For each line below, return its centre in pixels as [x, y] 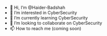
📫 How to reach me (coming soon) [45, 28]
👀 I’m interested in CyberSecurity [43, 13]
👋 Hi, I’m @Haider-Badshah [37, 8]
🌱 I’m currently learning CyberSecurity [49, 18]
